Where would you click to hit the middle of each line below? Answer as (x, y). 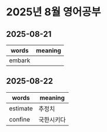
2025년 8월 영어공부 (53, 12)
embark (20, 60)
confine (20, 119)
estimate (21, 108)
